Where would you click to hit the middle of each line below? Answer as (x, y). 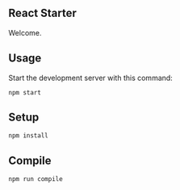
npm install (28, 136)
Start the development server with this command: (91, 78)
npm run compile (36, 179)
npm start (25, 92)
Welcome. (25, 32)
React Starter (42, 13)
